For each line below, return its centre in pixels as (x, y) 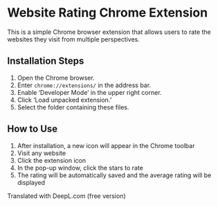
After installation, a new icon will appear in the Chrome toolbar (106, 145)
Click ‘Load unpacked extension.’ (64, 100)
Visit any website (42, 153)
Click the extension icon (52, 160)
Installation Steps (46, 61)
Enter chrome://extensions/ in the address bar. (84, 85)
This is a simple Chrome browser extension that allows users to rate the (109, 32)
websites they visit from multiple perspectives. (74, 39)
